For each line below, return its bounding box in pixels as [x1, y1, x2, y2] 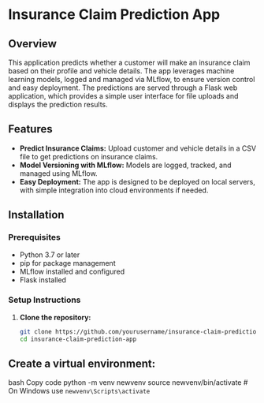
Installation [8, 208, 65, 222]
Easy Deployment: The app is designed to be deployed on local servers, [19, 177, 256, 186]
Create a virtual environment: [8, 356, 156, 370]
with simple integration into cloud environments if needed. [19, 185, 209, 195]
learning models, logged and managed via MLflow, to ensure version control [8, 75, 255, 84]
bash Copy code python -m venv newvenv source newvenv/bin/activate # [8, 378, 248, 387]
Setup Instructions [8, 294, 81, 305]
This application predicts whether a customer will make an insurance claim [8, 58, 251, 67]
